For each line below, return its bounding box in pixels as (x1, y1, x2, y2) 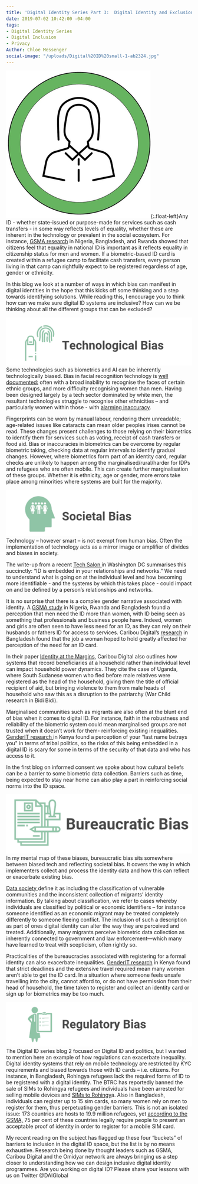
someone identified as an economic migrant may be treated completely (6, 909, 179, 916)
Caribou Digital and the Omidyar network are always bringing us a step (6, 1153, 178, 1160)
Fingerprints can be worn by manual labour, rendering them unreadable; (6, 415, 181, 422)
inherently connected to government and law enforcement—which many (6, 935, 182, 942)
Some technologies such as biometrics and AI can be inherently (6, 366, 161, 373)
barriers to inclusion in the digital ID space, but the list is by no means (6, 1140, 175, 1148)
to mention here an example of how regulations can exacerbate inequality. (6, 1054, 186, 1061)
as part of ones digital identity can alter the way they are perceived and (6, 922, 180, 929)
